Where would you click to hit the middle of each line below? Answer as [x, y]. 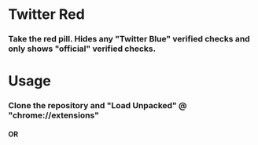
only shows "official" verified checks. [82, 49]
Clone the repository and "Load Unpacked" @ [98, 106]
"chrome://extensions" [54, 115]
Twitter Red [46, 14]
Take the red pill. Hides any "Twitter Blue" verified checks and [129, 39]
